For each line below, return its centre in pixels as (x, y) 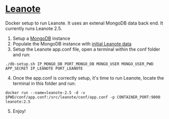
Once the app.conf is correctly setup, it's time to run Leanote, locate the (88, 78)
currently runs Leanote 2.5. (34, 28)
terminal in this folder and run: (44, 83)
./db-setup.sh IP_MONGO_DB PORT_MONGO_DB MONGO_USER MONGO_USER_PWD (79, 64)
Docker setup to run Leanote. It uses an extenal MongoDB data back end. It (84, 23)
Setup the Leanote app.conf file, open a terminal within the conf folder (86, 49)
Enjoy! (19, 111)
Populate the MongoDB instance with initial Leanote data (72, 43)
